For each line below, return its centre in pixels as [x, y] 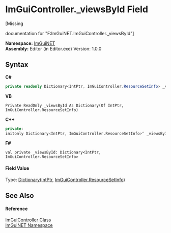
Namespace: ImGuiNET [30, 43]
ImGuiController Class [28, 220]
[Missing [15, 23]
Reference [17, 209]
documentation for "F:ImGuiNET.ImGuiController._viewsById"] [70, 33]
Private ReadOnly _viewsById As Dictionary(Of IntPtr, [65, 106]
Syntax [17, 65]
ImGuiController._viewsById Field [77, 9]
